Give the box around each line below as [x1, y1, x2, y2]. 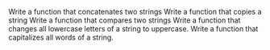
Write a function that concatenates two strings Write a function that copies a [8, 7, 262, 16]
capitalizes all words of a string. [8, 32, 114, 42]
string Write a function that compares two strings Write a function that [8, 15, 241, 25]
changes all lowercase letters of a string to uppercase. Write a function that [8, 24, 259, 33]
